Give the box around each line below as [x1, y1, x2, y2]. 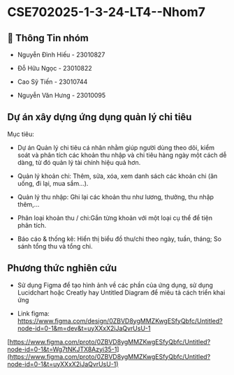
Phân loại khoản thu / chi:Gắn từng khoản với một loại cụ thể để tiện [17, 214, 213, 222]
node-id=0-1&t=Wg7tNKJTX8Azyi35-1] [7, 345, 119, 353]
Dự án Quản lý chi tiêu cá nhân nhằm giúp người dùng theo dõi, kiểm [17, 143, 215, 152]
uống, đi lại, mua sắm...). [17, 179, 89, 187]
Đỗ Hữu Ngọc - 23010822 [17, 64, 92, 72]
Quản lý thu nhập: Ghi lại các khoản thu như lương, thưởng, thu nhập [17, 193, 214, 201]
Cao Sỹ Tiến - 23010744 [17, 78, 88, 86]
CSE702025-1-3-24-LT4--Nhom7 [7, 4, 206, 20]
